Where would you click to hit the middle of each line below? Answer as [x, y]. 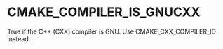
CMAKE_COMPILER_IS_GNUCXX [104, 12]
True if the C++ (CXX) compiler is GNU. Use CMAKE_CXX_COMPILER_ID [111, 31]
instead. [19, 38]
